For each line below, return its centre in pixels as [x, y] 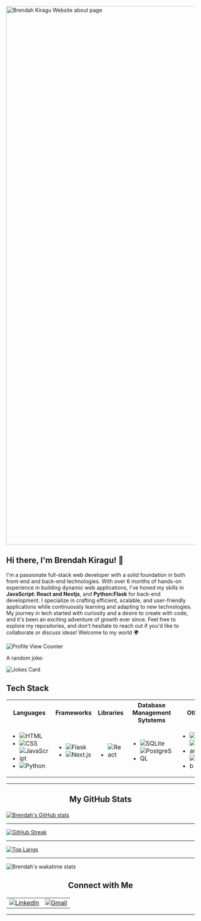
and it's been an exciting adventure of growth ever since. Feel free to [91, 619]
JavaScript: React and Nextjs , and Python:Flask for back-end [83, 594]
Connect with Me [100, 885]
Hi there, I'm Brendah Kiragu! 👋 [65, 560]
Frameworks [74, 713]
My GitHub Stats [100, 799]
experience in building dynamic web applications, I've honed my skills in [95, 587]
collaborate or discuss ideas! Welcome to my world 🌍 [73, 632]
